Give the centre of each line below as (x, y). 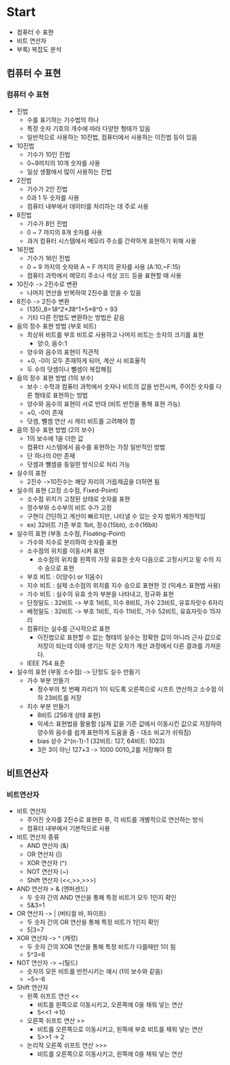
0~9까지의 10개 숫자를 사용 (64, 163)
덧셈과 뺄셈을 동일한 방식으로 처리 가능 (78, 464)
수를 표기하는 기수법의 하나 (63, 120)
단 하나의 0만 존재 (51, 455)
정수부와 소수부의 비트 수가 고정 (69, 507)
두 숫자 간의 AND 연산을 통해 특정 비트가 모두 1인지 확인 (102, 898)
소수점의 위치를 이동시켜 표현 (66, 550)
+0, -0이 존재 (45, 412)
